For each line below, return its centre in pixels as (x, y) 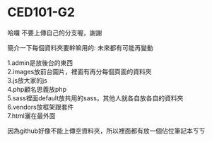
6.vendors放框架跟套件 (41, 107)
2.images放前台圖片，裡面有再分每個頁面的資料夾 (79, 71)
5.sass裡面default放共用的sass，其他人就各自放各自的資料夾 (95, 98)
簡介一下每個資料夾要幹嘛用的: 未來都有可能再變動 (80, 47)
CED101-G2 (41, 12)
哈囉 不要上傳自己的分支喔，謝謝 (55, 32)
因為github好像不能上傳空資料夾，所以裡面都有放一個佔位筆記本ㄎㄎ (106, 131)
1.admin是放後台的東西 (40, 63)
